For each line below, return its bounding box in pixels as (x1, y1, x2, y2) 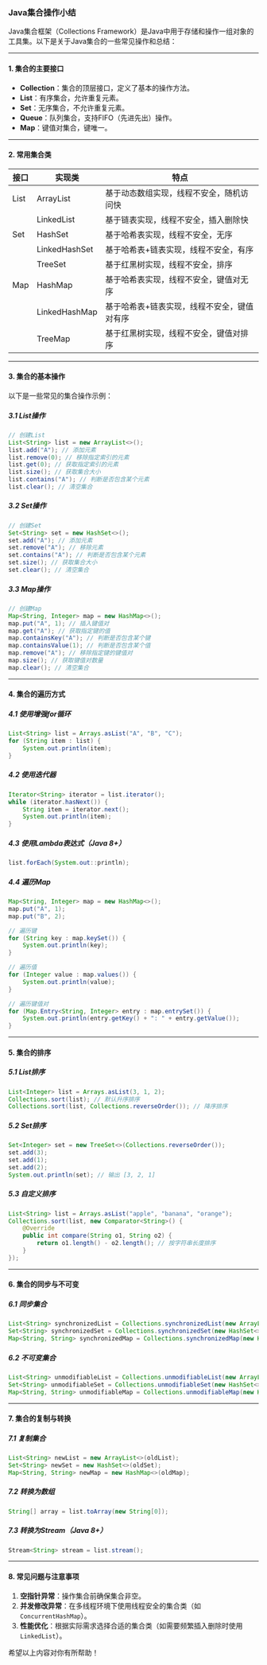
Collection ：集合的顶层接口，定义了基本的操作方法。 (19, 83, 195, 92)
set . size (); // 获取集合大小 (8, 558, 98, 566)
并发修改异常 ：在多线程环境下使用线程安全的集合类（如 (19, 1601, 201, 1610)
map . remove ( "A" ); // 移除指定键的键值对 (8, 649, 133, 657)
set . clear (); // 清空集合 (8, 566, 90, 574)
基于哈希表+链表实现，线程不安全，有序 (105, 244, 254, 255)
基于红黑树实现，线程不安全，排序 (105, 259, 233, 270)
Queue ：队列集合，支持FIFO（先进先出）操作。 (19, 113, 176, 123)
